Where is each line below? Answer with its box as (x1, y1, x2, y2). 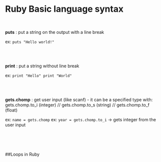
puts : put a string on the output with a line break (5, 29, 104, 35)
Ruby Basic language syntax (5, 3, 124, 15)
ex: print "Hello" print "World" (5, 72, 72, 78)
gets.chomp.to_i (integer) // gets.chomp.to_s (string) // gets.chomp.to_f (5, 102, 150, 108)
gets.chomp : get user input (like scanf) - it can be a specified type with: (5, 97, 153, 103)
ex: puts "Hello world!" (5, 38, 55, 45)
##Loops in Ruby (5, 151, 40, 157)
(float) (5, 107, 18, 113)
